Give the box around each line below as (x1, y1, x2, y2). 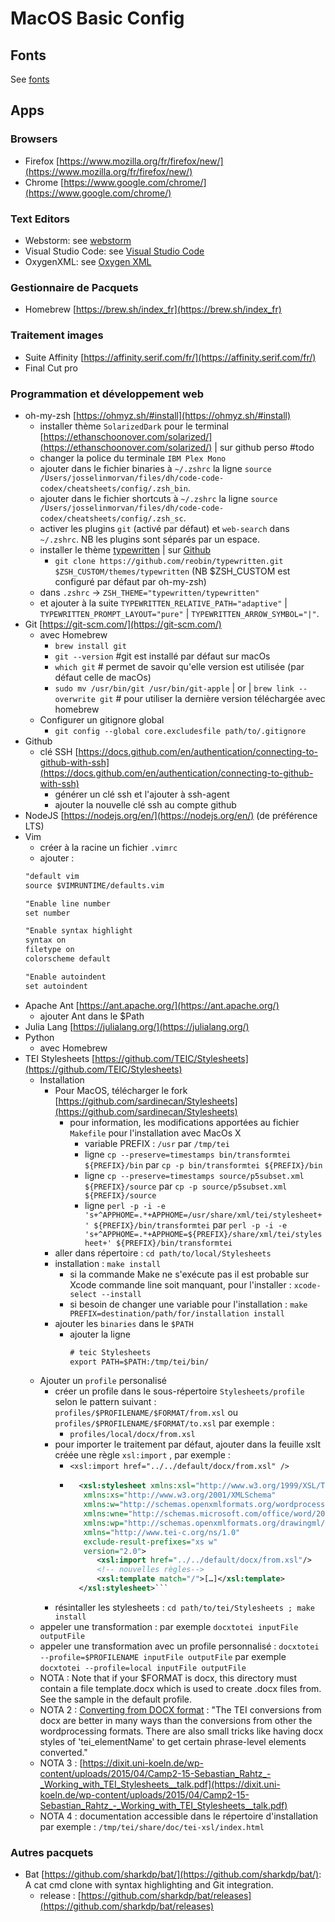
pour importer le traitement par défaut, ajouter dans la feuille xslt (54, 1438, 321, 1451)
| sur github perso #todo (214, 441, 315, 453)
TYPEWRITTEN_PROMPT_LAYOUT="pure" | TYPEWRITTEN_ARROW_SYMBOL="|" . (39, 607, 320, 619)
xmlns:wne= (83, 1509, 129, 1519)
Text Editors (10, 212, 71, 226)
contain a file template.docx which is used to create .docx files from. (39, 1682, 322, 1694)
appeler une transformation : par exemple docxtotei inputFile (39, 1620, 299, 1632)
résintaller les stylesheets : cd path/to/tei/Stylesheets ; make (54, 1601, 315, 1613)
